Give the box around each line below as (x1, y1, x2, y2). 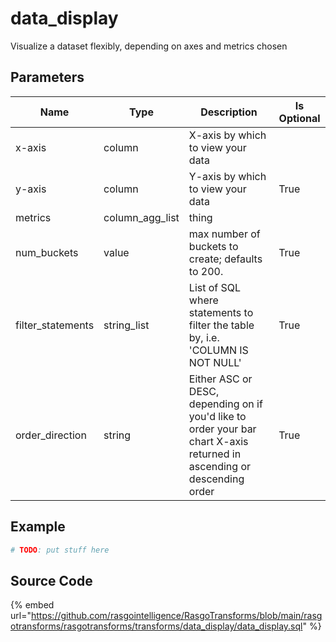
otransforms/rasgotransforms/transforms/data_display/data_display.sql (10, 620, 303, 632)
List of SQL (188, 280, 242, 294)
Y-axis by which (188, 169, 267, 183)
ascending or (188, 459, 252, 473)
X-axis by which (188, 128, 267, 142)
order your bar (188, 422, 257, 436)
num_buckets (15, 245, 79, 259)
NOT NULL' (188, 355, 242, 369)
